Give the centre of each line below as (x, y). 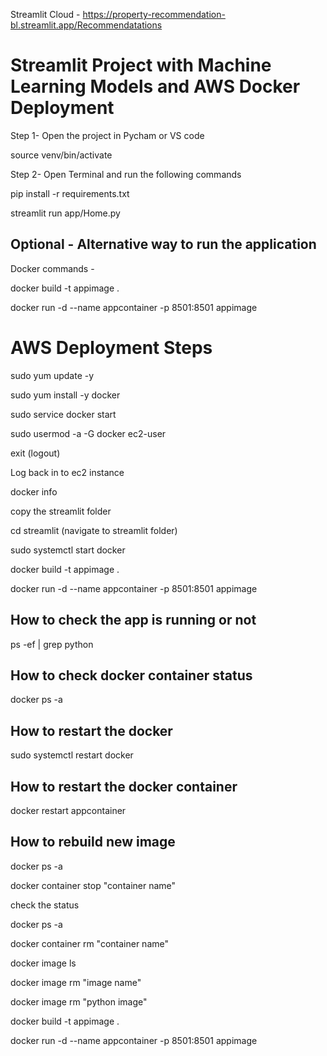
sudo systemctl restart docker (72, 755)
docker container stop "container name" (93, 885)
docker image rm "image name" (76, 982)
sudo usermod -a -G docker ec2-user (88, 433)
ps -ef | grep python (52, 644)
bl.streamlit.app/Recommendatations (86, 25)
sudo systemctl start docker (68, 550)
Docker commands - (52, 268)
